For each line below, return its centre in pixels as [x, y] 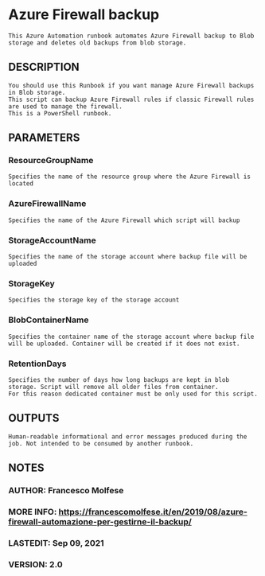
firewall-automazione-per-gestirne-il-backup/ [100, 521]
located [21, 184]
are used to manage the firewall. [66, 106]
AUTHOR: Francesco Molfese [66, 491]
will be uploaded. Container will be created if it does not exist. [124, 344]
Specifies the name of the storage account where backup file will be [128, 257]
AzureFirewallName [47, 204]
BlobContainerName [49, 320]
